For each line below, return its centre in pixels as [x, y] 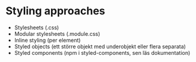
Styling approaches [55, 11]
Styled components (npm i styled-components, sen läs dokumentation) [102, 52]
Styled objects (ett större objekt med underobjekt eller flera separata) [100, 46]
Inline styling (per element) [47, 40]
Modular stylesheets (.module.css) [57, 33]
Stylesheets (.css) [37, 27]
